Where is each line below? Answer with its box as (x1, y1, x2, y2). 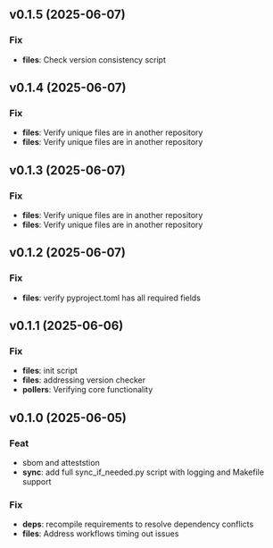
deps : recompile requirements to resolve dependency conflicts (21, 518, 254, 530)
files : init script (21, 366, 79, 376)
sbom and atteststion (21, 458, 100, 468)
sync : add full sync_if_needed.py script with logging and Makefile (21, 467, 265, 477)
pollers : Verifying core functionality (21, 384, 153, 395)
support (21, 476, 52, 487)
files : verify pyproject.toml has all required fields (21, 292, 201, 303)
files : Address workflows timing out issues (21, 528, 179, 539)
